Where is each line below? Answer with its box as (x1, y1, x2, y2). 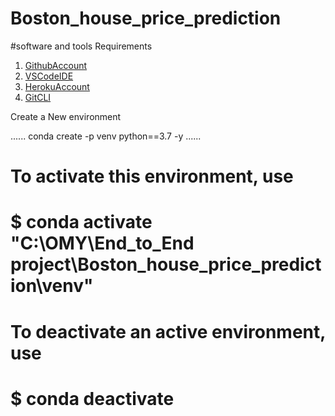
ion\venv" (10, 275, 94, 297)
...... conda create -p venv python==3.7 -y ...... (10, 130, 202, 142)
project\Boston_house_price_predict (10, 253, 322, 276)
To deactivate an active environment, (10, 320, 326, 343)
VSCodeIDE (24, 70, 74, 82)
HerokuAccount (24, 80, 90, 92)
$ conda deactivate (10, 387, 175, 410)
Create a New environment (10, 110, 122, 122)
